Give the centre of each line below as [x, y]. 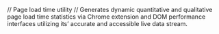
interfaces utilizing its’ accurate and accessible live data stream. [98, 24]
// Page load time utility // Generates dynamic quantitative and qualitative [110, 10]
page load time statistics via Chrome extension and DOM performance [106, 17]
